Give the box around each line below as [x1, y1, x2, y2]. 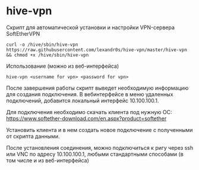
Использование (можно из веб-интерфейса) [6, 62, 119, 70]
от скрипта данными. [6, 133, 61, 140]
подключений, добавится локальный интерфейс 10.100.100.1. [6, 97, 159, 104]
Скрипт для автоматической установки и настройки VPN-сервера [6, 24, 175, 31]
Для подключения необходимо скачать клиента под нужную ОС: [6, 108, 172, 115]
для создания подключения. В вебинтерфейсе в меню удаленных [6, 90, 173, 97]
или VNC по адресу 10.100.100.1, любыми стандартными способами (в [6, 150, 184, 158]
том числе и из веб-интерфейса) [6, 156, 89, 164]
